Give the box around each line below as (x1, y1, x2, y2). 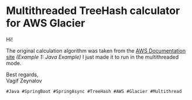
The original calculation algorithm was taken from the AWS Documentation (6, 47, 186, 54)
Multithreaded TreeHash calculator (6, 4, 180, 18)
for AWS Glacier (6, 16, 85, 30)
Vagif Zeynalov (6, 77, 42, 84)
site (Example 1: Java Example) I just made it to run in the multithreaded (6, 53, 179, 60)
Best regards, (6, 71, 39, 78)
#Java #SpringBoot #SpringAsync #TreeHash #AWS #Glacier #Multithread (6, 88, 182, 94)
